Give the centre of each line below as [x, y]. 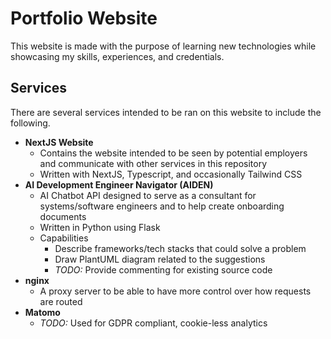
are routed [61, 301]
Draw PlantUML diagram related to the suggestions [160, 259]
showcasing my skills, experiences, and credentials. [117, 56]
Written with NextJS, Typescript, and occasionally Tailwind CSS [171, 174]
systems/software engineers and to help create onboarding [162, 206]
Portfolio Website [84, 18]
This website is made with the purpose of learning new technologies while [163, 46]
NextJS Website [59, 142]
